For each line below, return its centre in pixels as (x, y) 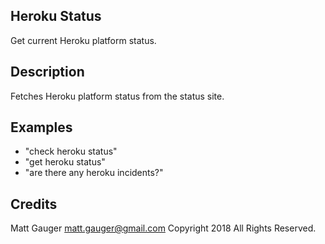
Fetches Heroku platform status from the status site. (117, 96)
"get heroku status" (65, 162)
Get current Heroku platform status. (83, 40)
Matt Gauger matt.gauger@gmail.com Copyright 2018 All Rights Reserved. (163, 228)
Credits (34, 204)
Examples (41, 127)
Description (47, 72)
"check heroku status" (71, 151)
